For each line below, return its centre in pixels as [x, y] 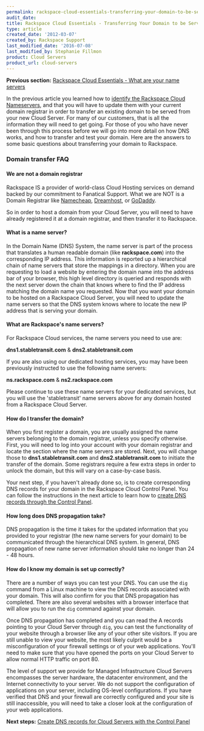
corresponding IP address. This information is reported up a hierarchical [97, 258]
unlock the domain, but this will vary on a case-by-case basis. [84, 471]
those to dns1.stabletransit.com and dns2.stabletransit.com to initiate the [100, 458]
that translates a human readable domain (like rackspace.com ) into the [95, 252]
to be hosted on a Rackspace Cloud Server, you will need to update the [95, 297]
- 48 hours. [20, 555]
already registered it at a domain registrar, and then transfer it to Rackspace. [102, 218]
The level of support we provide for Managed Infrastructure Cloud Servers [99, 671]
